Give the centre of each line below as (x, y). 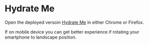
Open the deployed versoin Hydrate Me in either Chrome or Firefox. (74, 22)
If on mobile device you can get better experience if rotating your (72, 32)
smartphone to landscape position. (41, 37)
